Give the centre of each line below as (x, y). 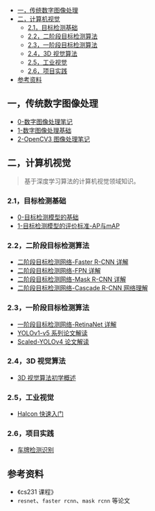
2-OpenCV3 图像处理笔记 (53, 139)
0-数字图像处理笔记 (45, 122)
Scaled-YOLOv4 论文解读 (53, 342)
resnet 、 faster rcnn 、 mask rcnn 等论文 (73, 501)
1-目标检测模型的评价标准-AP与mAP (68, 226)
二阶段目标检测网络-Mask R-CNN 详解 (72, 279)
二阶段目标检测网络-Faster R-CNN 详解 (73, 262)
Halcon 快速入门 (40, 414)
